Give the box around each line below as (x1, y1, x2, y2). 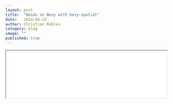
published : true (5, 36, 40, 41)
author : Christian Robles (5, 21, 60, 27)
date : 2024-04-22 (5, 17, 47, 22)
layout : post (5, 7, 33, 13)
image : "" (5, 31, 27, 36)
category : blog (5, 26, 38, 31)
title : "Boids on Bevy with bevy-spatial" (5, 12, 100, 17)
